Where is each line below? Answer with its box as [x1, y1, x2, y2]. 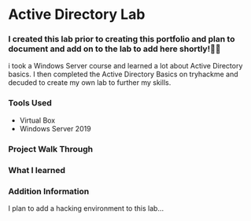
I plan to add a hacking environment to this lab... [8, 203, 164, 213]
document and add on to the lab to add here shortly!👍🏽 [8, 43, 221, 54]
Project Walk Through [8, 143, 93, 154]
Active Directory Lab [8, 6, 146, 24]
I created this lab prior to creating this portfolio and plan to [8, 34, 235, 45]
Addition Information [8, 186, 90, 197]
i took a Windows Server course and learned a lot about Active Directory [8, 61, 243, 71]
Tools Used [8, 98, 53, 109]
